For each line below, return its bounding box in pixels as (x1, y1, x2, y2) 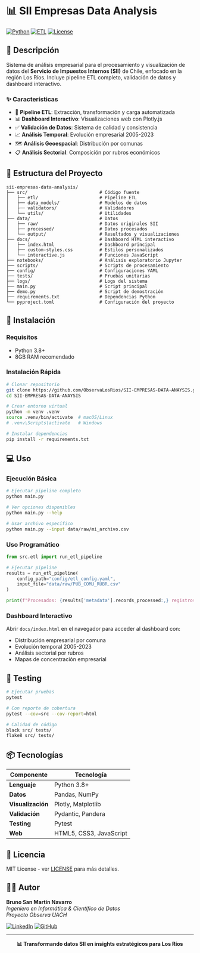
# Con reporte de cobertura (6, 705, 76, 711)
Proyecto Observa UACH (6, 911, 67, 918)
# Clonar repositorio (6, 381, 60, 387)
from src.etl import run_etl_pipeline (6, 554, 102, 560)
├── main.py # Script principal (6, 283, 148, 289)
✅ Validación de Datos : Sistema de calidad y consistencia (14, 124, 158, 131)
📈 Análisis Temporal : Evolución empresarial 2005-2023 (14, 131, 154, 138)
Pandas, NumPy (54, 791, 99, 799)
